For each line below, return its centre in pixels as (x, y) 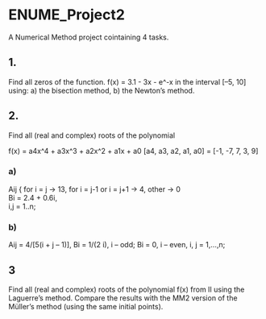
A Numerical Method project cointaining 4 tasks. (89, 37)
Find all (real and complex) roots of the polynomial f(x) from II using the (127, 289)
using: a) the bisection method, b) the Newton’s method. (102, 90)
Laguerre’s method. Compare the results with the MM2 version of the (123, 298)
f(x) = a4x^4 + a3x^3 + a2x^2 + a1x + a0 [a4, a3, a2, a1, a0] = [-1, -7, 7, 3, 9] (133, 151)
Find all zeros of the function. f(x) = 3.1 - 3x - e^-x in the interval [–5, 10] (127, 81)
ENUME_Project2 (66, 15)
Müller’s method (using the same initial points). (86, 306)
